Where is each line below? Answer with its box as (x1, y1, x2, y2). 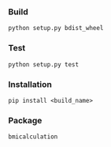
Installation (8, 78, 53, 89)
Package (8, 115, 43, 126)
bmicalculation (8, 133, 58, 141)
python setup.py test (8, 60, 80, 69)
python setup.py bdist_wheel (8, 24, 104, 32)
